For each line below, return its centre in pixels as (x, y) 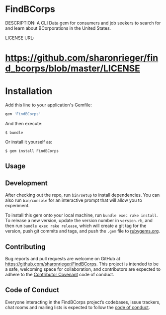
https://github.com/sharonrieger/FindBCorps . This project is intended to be (82, 264)
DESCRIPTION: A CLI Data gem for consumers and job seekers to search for (83, 23)
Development (27, 183)
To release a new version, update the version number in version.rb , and (79, 221)
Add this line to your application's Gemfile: (48, 105)
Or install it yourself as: (29, 142)
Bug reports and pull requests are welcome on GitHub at (63, 258)
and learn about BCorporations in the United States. (58, 28)
